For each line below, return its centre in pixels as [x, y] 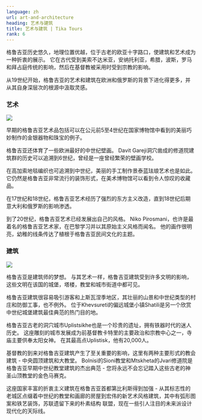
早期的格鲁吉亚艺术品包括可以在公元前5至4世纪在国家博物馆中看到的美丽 [96, 130]
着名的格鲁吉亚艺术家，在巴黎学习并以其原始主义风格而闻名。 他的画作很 [96, 227]
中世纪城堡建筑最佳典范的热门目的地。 [54, 312]
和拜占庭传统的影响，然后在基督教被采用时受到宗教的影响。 [80, 67]
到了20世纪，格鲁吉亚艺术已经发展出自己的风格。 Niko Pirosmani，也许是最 [100, 219]
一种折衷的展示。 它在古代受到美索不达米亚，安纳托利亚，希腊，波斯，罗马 [99, 60]
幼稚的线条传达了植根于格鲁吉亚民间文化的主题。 [77, 234]
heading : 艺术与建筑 [29, 23]
